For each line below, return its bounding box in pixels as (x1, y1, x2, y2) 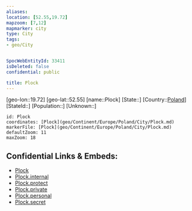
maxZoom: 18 (6, 135, 36, 141)
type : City (6, 31, 33, 37)
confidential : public (6, 69, 60, 75)
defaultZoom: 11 (6, 129, 47, 136)
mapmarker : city (6, 25, 47, 32)
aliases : (6, 8, 28, 15)
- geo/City (6, 42, 33, 48)
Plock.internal (14, 173, 49, 181)
